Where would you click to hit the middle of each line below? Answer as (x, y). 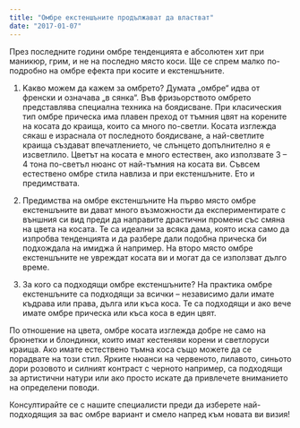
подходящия (34, 414)
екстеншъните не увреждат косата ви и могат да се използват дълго (154, 257)
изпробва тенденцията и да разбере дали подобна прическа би (144, 238)
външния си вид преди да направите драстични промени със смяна (154, 219)
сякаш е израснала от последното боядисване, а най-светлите (143, 135)
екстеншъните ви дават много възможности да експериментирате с (154, 210)
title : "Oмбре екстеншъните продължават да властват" (112, 17)
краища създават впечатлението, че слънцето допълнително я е (146, 145)
